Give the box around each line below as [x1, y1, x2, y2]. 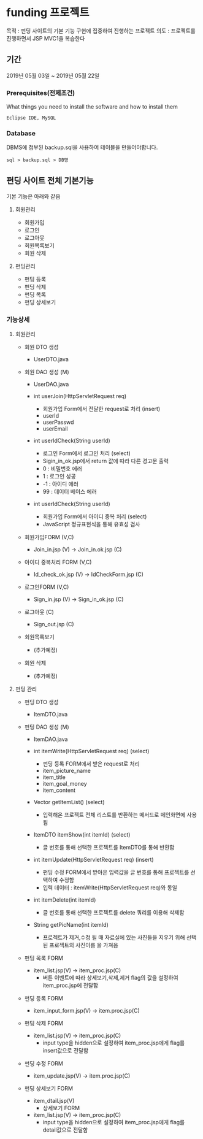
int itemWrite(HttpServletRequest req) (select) [33, 748, 150, 755]
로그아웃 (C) [24, 608, 54, 616]
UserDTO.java [33, 356, 69, 363]
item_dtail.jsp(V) [33, 1097, 75, 1105]
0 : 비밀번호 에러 [42, 465, 83, 472]
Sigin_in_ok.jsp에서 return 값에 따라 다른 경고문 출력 [42, 458, 169, 465]
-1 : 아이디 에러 [42, 480, 79, 488]
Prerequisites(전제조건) [6, 88, 75, 97]
